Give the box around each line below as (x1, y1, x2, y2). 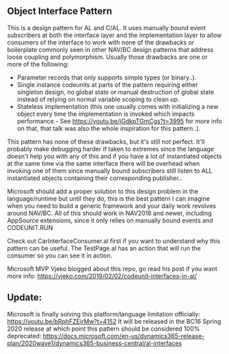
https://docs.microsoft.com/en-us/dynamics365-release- (42, 331, 205, 340)
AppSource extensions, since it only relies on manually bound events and (7, 216, 213, 225)
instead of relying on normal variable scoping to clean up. (16, 95, 180, 103)
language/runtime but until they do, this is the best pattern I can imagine (7, 194, 211, 203)
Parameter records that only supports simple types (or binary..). (16, 73, 197, 81)
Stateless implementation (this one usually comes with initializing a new (16, 102, 219, 110)
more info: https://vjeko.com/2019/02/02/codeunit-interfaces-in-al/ (7, 272, 197, 280)
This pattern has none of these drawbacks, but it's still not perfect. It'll (7, 137, 205, 146)
